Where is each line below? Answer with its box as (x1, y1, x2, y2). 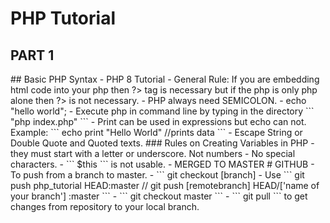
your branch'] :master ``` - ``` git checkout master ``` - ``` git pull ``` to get (10, 190, 308, 202)
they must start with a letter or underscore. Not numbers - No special (10, 148, 296, 159)
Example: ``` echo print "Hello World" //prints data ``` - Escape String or (10, 127, 303, 138)
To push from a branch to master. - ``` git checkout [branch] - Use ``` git (10, 169, 305, 181)
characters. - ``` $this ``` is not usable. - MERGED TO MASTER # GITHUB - (10, 158, 315, 170)
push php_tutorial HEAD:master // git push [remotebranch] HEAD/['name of (10, 180, 320, 191)
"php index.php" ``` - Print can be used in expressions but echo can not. (10, 116, 307, 127)
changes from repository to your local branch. (10, 201, 200, 212)
